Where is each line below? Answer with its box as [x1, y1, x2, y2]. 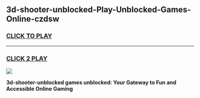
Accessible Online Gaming [6, 85, 73, 92]
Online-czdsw [6, 14, 60, 24]
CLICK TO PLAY [6, 32, 52, 40]
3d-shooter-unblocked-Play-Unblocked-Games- [6, 5, 192, 15]
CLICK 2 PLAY [6, 54, 48, 62]
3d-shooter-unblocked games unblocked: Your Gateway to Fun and [6, 78, 177, 86]
